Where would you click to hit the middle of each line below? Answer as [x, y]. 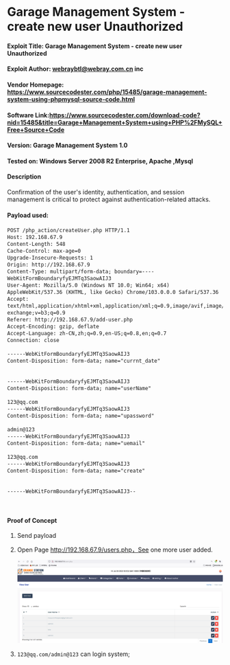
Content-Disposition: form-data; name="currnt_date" [84, 361]
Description [24, 177]
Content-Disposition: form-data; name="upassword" [81, 416]
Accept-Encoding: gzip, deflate [53, 327]
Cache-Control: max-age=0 [44, 251]
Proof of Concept [32, 520]
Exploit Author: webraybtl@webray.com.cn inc [75, 69]
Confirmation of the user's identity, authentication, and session [96, 192]
